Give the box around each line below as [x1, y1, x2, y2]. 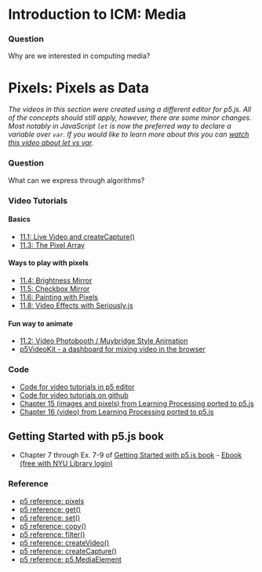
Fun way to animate [8, 319, 73, 328]
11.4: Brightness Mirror [19, 276, 93, 286]
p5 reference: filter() [19, 530, 86, 539]
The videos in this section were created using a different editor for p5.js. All [8, 104, 252, 115]
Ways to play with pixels [8, 258, 89, 268]
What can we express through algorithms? [8, 175, 145, 185]
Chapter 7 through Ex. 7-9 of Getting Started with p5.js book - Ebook [19, 450, 242, 460]
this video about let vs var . [8, 138, 94, 148]
